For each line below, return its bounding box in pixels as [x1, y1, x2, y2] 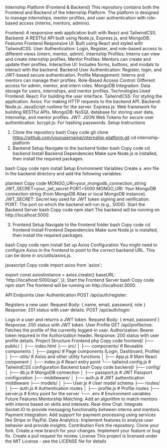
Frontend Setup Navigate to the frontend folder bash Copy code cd [12, 222, 151, 227]
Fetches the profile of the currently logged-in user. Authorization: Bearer [5, 327, 154, 333]
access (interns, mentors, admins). [19, 20, 91, 26]
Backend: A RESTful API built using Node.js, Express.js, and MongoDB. [5, 35, 151, 41]
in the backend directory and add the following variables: [5, 171, 122, 176]
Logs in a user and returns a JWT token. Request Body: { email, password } [5, 317, 160, 323]
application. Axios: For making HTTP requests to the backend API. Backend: [5, 99, 161, 104]
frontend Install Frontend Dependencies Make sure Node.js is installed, [12, 227, 158, 233]
